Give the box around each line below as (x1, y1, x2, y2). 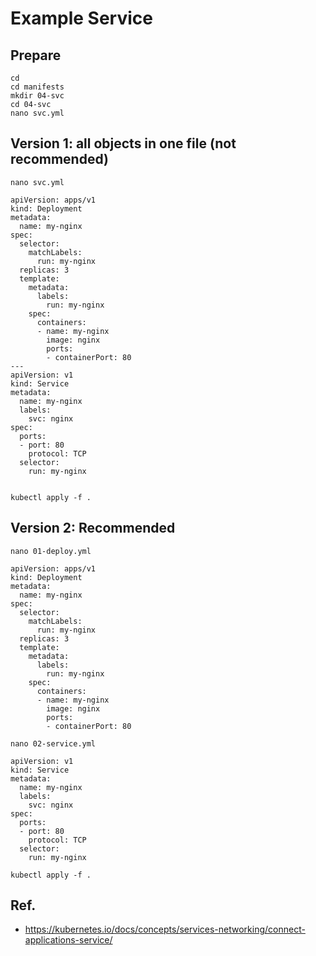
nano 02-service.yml (10, 738, 97, 749)
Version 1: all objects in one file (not (10, 135, 237, 152)
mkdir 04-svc (10, 91, 65, 101)
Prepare (10, 47, 62, 64)
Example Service (10, 7, 153, 30)
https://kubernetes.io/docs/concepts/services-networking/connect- (24, 923, 306, 936)
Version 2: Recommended (10, 520, 176, 537)
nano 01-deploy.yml (10, 546, 92, 556)
